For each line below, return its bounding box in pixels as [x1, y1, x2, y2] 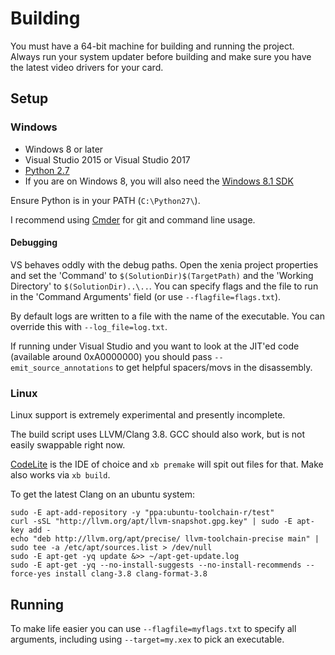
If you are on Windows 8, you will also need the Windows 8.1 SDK [24, 175, 294, 187]
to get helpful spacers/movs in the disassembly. [115, 361, 313, 373]
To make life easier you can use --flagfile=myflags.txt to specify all [10, 622, 297, 634]
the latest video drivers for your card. [10, 61, 164, 73]
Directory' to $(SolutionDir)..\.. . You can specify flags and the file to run [10, 280, 319, 292]
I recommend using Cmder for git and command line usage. [10, 213, 256, 226]
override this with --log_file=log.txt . [10, 320, 168, 332]
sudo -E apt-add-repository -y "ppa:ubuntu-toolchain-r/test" [10, 508, 275, 518]
